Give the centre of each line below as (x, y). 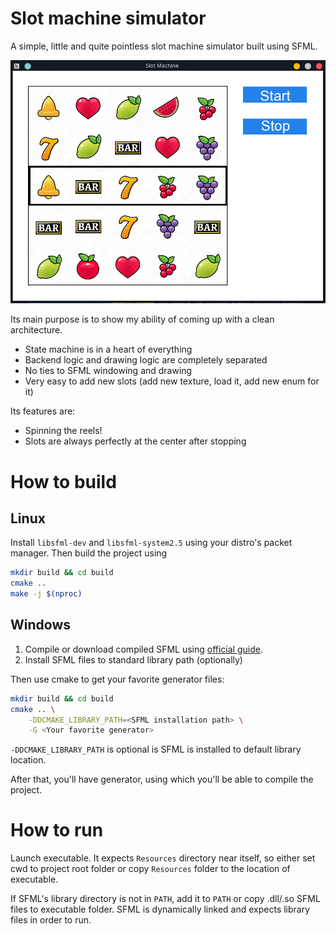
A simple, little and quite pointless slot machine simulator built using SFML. (164, 46)
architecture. (36, 330)
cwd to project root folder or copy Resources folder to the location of (150, 869)
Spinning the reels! (63, 431)
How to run (57, 830)
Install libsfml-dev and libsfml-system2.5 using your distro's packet (151, 543)
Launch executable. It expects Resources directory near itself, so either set (163, 858)
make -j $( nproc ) (46, 594)
